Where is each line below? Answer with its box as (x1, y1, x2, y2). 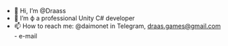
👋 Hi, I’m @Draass (13, 7, 67, 15)
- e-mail (13, 32, 37, 40)
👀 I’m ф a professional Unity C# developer (13, 14, 135, 22)
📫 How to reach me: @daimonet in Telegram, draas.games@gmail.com (13, 22, 221, 30)
